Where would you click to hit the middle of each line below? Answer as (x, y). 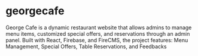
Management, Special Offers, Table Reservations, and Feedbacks (86, 46)
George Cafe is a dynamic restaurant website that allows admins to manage (99, 27)
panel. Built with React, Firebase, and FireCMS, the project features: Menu (97, 40)
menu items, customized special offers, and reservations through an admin (98, 33)
